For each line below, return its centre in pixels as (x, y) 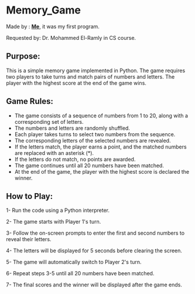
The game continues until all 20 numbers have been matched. (89, 165)
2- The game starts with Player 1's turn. (54, 222)
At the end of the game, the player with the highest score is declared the (102, 171)
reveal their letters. (29, 239)
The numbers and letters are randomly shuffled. (72, 128)
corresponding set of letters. (49, 121)
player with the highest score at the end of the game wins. (76, 83)
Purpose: (23, 56)
